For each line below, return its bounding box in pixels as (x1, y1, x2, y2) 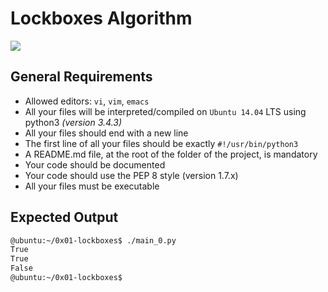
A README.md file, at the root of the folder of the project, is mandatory (24, 148, 318, 160)
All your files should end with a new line (24, 127, 189, 139)
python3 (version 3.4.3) (24, 116, 123, 128)
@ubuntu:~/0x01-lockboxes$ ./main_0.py (10, 235, 177, 246)
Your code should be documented (24, 158, 166, 171)
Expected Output (10, 209, 119, 226)
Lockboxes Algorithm (10, 7, 193, 30)
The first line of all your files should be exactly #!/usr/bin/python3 (24, 137, 299, 149)
